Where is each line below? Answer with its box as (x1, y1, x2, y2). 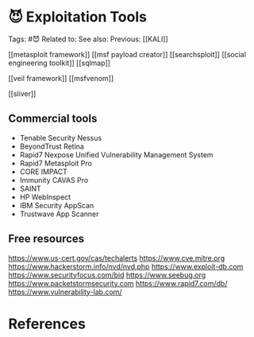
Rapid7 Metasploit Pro (19, 158, 93, 168)
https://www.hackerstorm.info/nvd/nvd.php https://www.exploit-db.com (8, 261, 244, 271)
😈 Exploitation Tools (8, 8, 147, 26)
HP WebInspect (19, 192, 71, 202)
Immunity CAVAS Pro (19, 175, 89, 184)
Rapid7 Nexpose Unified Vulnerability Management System (19, 149, 214, 159)
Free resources (8, 232, 85, 246)
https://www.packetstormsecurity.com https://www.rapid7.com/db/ (8, 278, 228, 288)
